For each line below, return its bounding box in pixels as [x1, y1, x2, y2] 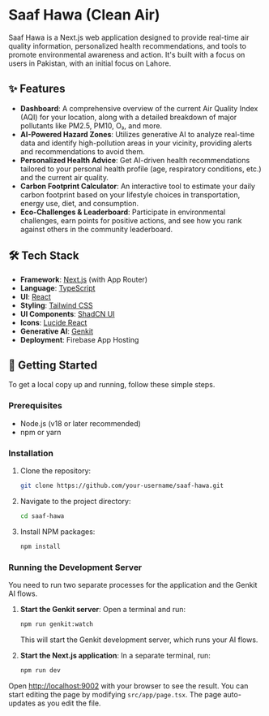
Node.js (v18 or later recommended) [19, 418, 142, 428]
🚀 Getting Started [8, 358, 98, 372]
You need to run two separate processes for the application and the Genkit [8, 580, 258, 589]
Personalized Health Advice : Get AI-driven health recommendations [19, 155, 250, 165]
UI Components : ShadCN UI [19, 308, 115, 318]
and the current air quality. [19, 172, 109, 182]
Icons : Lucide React [19, 317, 88, 327]
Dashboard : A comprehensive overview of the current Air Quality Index [19, 103, 258, 113]
